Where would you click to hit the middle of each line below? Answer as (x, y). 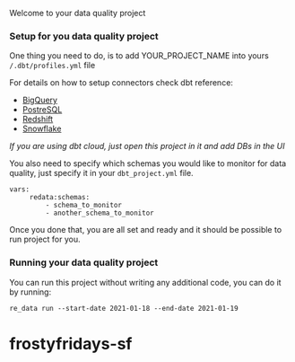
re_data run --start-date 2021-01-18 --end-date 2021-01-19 (124, 308)
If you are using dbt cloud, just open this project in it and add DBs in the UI (147, 146)
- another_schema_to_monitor (100, 213)
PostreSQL (42, 110)
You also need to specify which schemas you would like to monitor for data (148, 163)
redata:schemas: (60, 198)
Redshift (38, 119)
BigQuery (40, 100)
